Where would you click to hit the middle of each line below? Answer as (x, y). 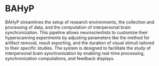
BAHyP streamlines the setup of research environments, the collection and (80, 22)
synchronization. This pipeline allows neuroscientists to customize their (77, 32)
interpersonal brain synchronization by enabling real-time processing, (75, 53)
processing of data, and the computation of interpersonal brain (68, 27)
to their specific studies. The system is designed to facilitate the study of (78, 48)
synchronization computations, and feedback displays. (60, 58)
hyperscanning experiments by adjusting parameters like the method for (77, 38)
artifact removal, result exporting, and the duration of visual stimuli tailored (80, 43)
